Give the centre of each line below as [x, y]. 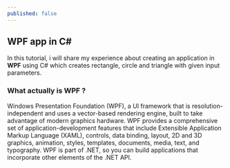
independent [25, 113]
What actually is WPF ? [47, 91]
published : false [32, 13]
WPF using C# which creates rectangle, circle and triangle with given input [114, 66]
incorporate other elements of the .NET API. [69, 157]
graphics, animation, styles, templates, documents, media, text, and [103, 142]
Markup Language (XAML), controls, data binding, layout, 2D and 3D [105, 135]
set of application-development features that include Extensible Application [115, 128]
